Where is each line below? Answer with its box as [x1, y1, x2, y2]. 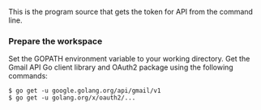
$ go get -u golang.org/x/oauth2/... [8, 94, 136, 102]
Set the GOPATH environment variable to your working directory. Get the [8, 54, 250, 64]
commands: [8, 71, 49, 81]
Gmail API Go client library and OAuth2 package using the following [8, 62, 233, 72]
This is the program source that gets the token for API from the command [8, 7, 254, 16]
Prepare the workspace [8, 36, 103, 47]
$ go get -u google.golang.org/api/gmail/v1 [8, 87, 161, 95]
